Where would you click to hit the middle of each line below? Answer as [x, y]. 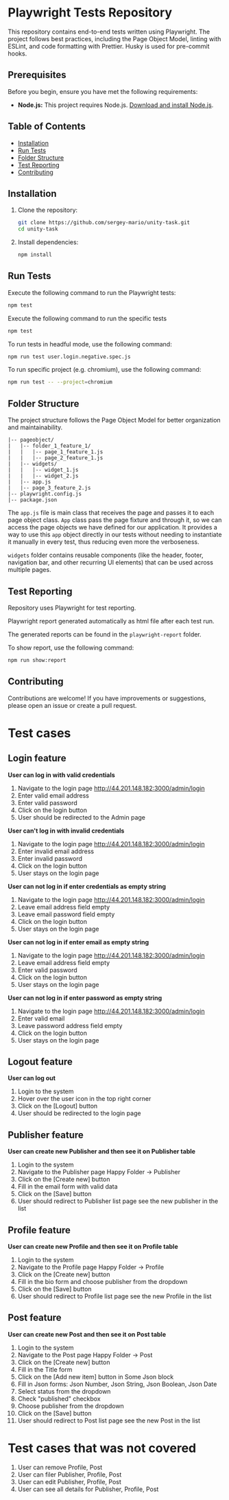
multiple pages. [29, 570]
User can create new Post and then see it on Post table [87, 1334]
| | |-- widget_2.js [43, 476]
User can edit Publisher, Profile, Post [70, 1481]
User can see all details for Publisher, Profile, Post [88, 1489]
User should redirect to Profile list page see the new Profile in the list [114, 1296]
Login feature [37, 758]
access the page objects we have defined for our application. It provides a [113, 527]
